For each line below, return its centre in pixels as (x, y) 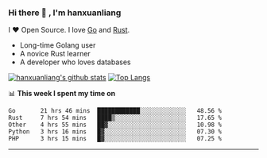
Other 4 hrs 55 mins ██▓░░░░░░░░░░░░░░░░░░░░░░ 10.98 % (115, 125)
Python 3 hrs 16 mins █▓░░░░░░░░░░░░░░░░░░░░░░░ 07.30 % (115, 132)
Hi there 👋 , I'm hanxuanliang (65, 13)
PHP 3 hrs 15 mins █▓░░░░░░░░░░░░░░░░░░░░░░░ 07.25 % (115, 139)
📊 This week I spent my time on (62, 94)
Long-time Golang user (58, 45)
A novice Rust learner (55, 54)
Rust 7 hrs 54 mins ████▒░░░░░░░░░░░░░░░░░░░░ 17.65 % (115, 118)
